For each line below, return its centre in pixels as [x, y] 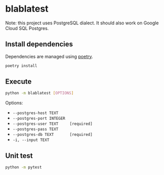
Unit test [19, 155]
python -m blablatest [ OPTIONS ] [39, 93]
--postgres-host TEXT [35, 113]
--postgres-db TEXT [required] [53, 135]
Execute [19, 82]
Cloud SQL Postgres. [27, 28]
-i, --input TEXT [31, 140]
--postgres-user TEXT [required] [53, 124]
